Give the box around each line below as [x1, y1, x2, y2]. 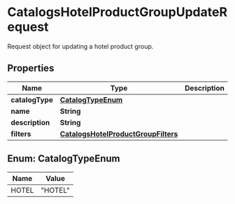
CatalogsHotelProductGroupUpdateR [7, 4, 228, 20]
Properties [7, 62, 55, 74]
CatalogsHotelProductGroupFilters [59, 129, 178, 138]
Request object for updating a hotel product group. [7, 42, 154, 50]
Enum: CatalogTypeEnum [7, 153, 120, 165]
